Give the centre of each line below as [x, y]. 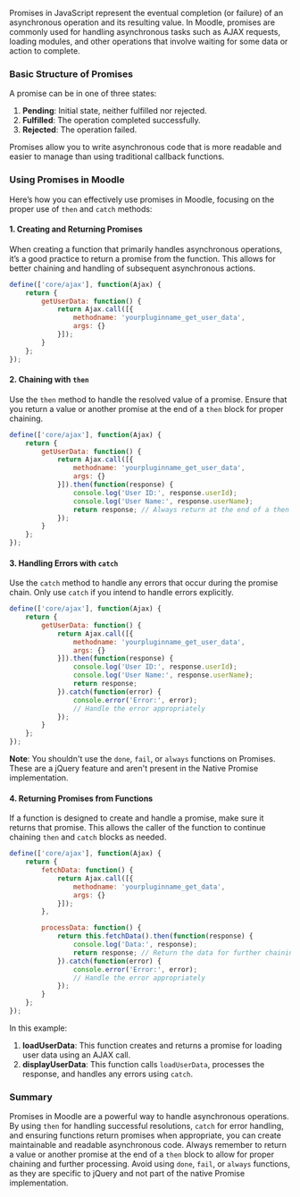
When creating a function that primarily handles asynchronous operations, [146, 249]
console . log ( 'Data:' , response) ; [135, 945]
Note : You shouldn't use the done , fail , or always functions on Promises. [142, 759]
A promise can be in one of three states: [83, 94]
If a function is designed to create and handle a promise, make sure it [137, 818]
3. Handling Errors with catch [64, 563]
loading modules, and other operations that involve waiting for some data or [149, 41]
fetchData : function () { [87, 871]
